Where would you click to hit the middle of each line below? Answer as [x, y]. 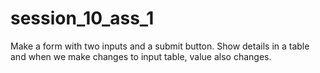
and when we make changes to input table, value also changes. [141, 56]
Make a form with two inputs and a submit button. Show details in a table [160, 46]
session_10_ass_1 [82, 18]
